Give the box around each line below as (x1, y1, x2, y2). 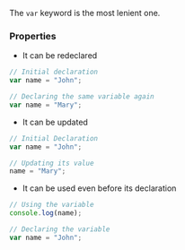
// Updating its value (9, 159, 94, 168)
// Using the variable (9, 201, 94, 210)
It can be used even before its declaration (22, 183, 177, 194)
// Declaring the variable (9, 225, 110, 234)
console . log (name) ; (9, 209, 83, 218)
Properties (9, 30, 57, 42)
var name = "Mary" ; (9, 100, 83, 109)
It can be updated (22, 116, 88, 127)
